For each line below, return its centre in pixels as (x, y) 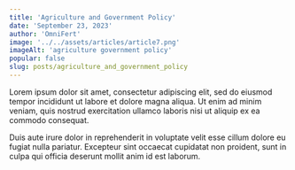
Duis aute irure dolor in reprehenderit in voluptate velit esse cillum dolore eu (147, 137)
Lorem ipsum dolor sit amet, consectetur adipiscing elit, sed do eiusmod (141, 92)
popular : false (37, 58)
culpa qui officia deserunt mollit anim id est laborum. (105, 156)
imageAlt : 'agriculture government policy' (91, 50)
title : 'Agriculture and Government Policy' (93, 17)
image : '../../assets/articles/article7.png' (94, 42)
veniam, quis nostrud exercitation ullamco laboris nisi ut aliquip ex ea (135, 111)
